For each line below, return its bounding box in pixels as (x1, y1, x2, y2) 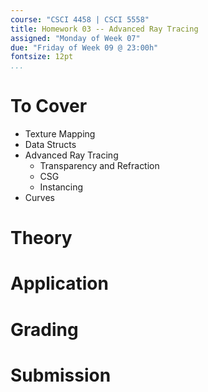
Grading (10, 318, 79, 341)
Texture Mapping (24, 128, 96, 140)
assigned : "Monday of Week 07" (10, 33, 141, 43)
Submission (10, 364, 112, 386)
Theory (10, 227, 73, 250)
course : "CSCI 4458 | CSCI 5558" (10, 14, 150, 25)
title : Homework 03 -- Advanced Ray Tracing (10, 24, 199, 34)
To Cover (10, 95, 88, 118)
